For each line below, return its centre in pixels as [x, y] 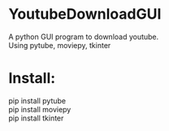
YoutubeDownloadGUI [85, 14]
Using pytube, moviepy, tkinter [60, 45]
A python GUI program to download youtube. [84, 37]
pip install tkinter [36, 118]
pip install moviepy [40, 109]
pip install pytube [37, 100]
